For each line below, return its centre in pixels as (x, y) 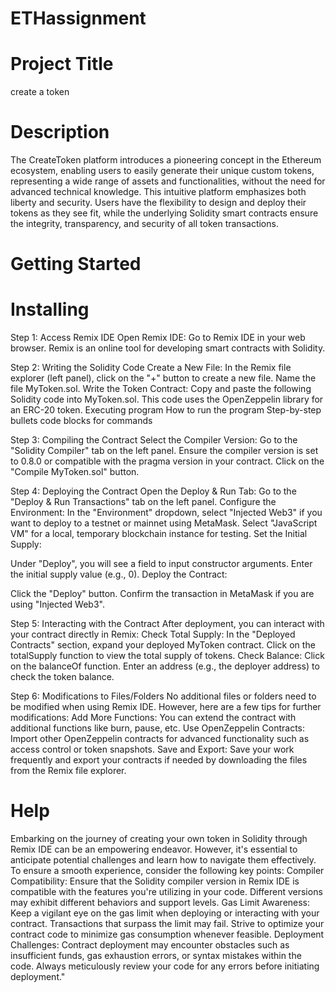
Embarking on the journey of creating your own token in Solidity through (159, 839)
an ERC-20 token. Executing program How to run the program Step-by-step (166, 410)
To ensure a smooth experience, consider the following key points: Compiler (167, 871)
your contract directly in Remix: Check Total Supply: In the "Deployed (153, 634)
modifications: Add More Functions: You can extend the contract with (153, 718)
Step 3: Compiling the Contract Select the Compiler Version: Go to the (154, 440)
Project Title (62, 64)
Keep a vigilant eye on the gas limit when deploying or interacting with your (165, 913)
